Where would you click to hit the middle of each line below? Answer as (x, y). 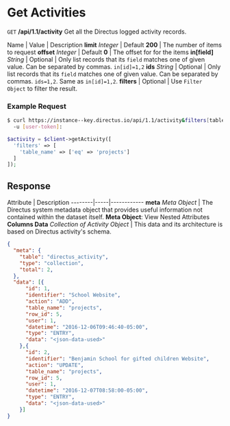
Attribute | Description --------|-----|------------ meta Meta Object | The (110, 203)
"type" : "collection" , (52, 263)
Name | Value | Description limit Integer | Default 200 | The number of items (115, 45)
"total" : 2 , (36, 270)
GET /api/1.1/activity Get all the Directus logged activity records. (97, 32)
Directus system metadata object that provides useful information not (105, 210)
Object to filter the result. (42, 88)
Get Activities (47, 13)
